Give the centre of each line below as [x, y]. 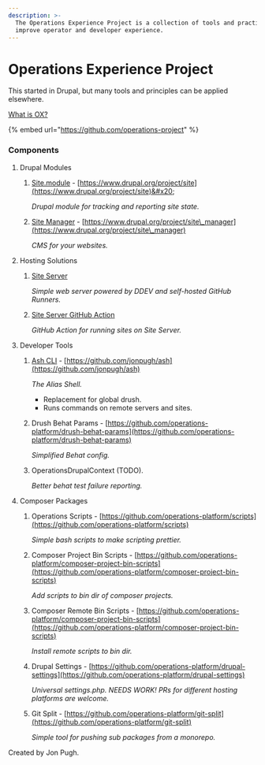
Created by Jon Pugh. [44, 752]
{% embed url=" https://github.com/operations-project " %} [104, 130]
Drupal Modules [46, 167]
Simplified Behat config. [71, 455]
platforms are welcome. [70, 698]
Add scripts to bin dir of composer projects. [102, 595]
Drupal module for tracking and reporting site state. [115, 206]
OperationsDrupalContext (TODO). [87, 470]
